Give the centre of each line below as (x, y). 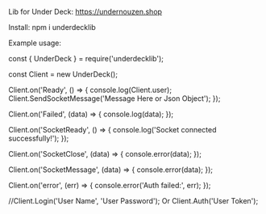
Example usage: (35, 43)
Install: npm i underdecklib (52, 27)
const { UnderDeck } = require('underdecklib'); (86, 59)
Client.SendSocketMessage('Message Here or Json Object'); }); (114, 99)
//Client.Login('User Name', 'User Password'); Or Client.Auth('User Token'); (133, 201)
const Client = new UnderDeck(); (63, 74)
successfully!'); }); (39, 138)
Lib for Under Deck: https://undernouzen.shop (85, 12)
